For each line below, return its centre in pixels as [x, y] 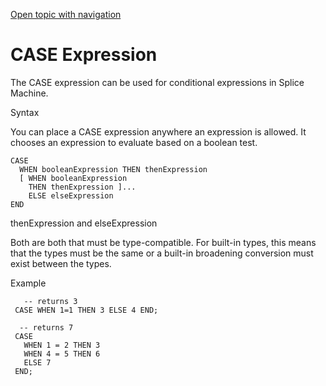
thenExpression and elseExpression [84, 223]
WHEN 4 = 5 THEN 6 [62, 354]
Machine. [29, 93]
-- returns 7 [46, 327]
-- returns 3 [50, 301]
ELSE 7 [37, 362]
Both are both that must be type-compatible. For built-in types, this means [163, 242]
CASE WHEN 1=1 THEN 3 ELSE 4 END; [86, 310]
